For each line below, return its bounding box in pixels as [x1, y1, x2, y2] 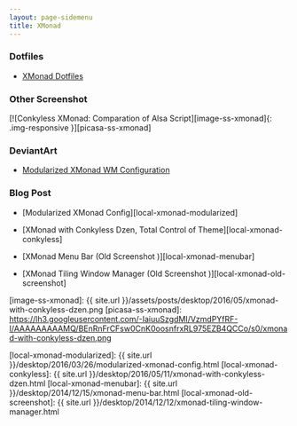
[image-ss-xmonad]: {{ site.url [9, 295, 121, 305]
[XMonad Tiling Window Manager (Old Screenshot [21, 268, 207, 279]
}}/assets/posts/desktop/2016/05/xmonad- [121, 295, 279, 305]
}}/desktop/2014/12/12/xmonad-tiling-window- [92, 397, 263, 407]
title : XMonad [9, 21, 62, 30]
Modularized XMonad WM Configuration [21, 165, 170, 176]
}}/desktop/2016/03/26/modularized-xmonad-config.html [9, 359, 220, 369]
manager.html [9, 406, 59, 417]
